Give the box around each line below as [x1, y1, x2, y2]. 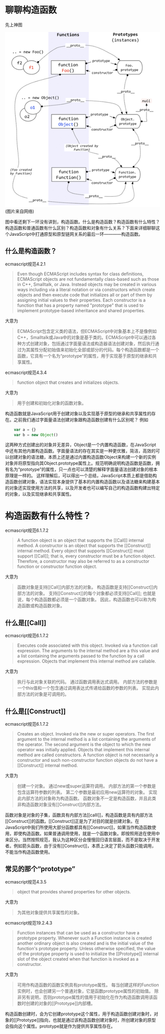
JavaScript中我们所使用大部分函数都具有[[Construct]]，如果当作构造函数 [5, 824, 152, 830]
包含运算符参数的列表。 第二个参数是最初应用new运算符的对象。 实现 [17, 789, 158, 795]
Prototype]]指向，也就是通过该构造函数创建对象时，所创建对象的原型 [17, 1017, 156, 1023]
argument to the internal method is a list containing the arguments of [17, 736, 156, 742]
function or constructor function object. [17, 563, 97, 570]
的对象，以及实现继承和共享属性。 [5, 491, 74, 497]
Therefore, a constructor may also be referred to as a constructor [17, 558, 150, 564]
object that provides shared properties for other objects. [17, 888, 131, 894]
